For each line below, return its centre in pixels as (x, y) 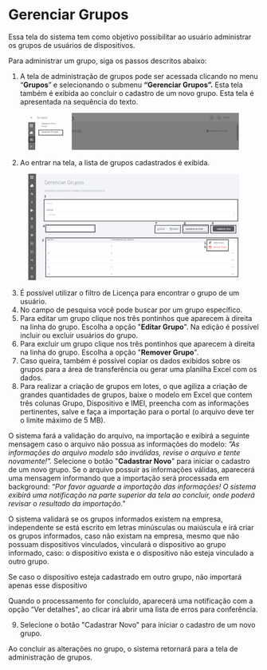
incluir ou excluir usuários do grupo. (79, 335)
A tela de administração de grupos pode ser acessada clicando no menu (139, 76)
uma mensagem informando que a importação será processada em (119, 478)
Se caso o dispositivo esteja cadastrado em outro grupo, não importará (125, 577)
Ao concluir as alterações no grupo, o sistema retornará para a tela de (123, 648)
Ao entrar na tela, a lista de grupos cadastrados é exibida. (114, 163)
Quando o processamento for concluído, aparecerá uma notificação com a (131, 601)
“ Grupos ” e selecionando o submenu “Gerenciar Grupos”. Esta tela (131, 85)
